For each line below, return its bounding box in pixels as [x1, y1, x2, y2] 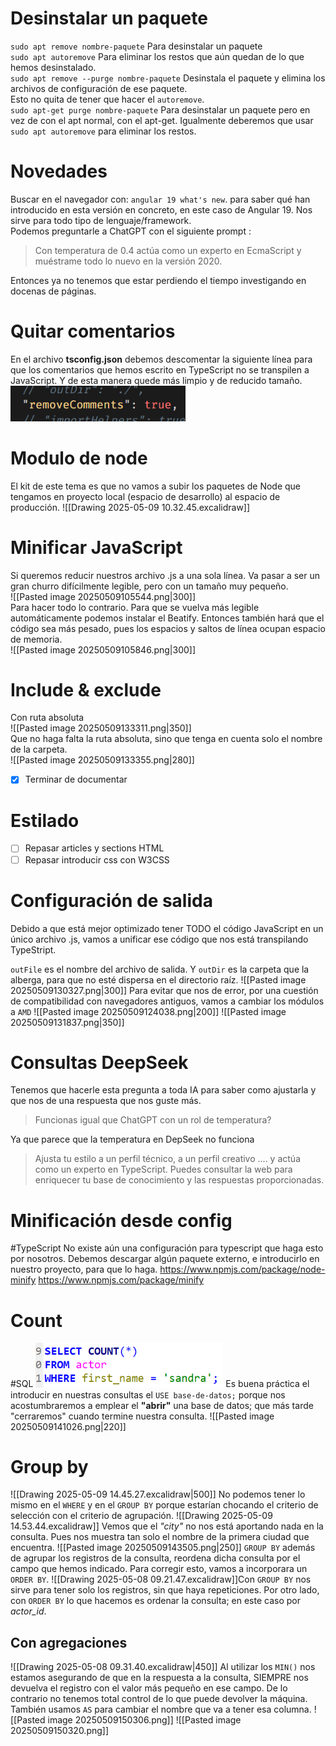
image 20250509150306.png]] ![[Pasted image [47, 1714, 242, 1726]
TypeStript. [10, 943, 57, 956]
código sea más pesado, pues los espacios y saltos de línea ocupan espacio [10, 622, 326, 634]
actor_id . [10, 1605, 47, 1617]
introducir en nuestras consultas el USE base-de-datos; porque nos [10, 1388, 286, 1401]
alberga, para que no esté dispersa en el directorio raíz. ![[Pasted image [10, 973, 307, 986]
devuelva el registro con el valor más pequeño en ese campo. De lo [10, 1682, 288, 1694]
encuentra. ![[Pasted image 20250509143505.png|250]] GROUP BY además [10, 1542, 316, 1554]
